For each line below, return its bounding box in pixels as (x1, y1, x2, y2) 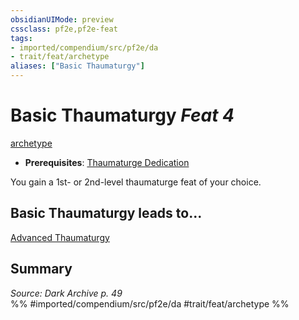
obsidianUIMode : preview (10, 14, 114, 25)
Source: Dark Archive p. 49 (10, 287, 123, 299)
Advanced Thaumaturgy (10, 231, 110, 243)
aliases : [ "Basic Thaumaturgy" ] (10, 61, 145, 71)
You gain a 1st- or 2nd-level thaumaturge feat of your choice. (10, 176, 262, 188)
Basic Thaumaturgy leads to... (10, 205, 203, 222)
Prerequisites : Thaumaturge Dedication (24, 156, 190, 168)
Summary (10, 261, 73, 278)
